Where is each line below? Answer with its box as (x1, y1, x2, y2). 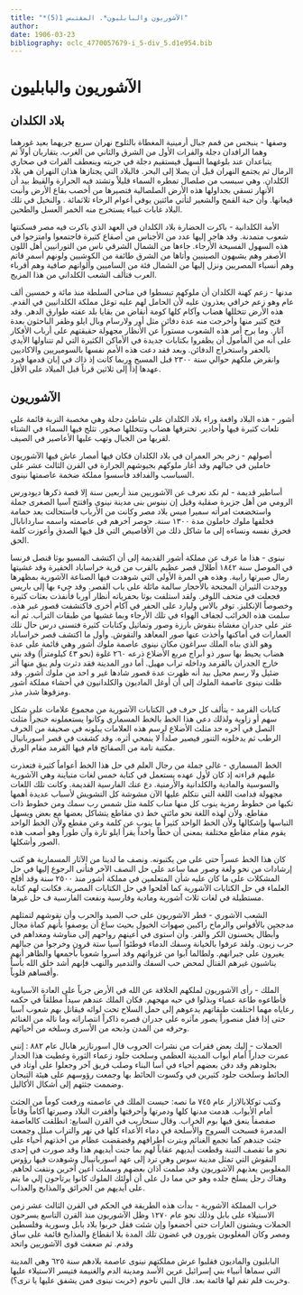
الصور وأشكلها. (10, 836, 60, 848)
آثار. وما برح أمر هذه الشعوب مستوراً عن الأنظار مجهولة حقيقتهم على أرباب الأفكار (10, 326, 284, 336)
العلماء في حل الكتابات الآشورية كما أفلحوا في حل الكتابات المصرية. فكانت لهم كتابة (10, 883, 289, 894)
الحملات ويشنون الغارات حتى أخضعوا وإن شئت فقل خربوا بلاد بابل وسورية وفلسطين (10, 1219, 291, 1230)
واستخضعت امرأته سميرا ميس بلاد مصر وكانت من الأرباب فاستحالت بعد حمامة (10, 506, 271, 517)
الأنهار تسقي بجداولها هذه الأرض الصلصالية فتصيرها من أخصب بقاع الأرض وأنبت (10, 185, 274, 196)
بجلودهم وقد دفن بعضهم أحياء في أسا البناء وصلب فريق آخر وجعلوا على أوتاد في (10, 1060, 278, 1070)
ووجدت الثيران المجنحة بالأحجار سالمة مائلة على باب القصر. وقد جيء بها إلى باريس (10, 581, 288, 592)
